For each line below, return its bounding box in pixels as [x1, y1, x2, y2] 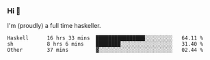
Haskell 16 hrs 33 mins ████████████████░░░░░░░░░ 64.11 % [7, 35, 204, 42]
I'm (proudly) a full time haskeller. [7, 22, 101, 30]
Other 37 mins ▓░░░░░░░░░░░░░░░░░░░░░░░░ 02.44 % [7, 47, 204, 54]
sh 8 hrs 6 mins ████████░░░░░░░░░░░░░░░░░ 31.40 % [7, 41, 204, 48]
